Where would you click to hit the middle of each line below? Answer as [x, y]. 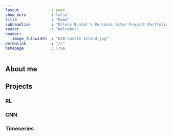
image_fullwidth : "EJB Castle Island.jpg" [60, 39]
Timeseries [20, 129]
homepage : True [35, 48]
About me [21, 69]
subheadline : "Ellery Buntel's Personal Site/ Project [75, 24]
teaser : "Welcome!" [42, 29]
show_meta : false [36, 15]
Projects [19, 86]
